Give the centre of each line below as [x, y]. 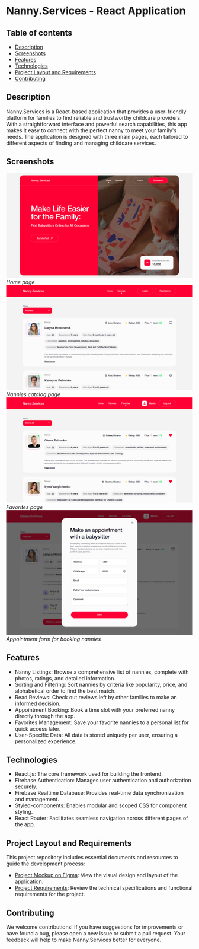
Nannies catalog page [33, 394]
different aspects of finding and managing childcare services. [81, 143]
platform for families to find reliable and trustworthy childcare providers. [94, 117]
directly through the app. [45, 716]
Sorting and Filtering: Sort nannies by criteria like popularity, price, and [101, 684]
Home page [20, 282]
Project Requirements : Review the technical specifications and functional [104, 888]
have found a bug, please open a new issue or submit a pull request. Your [96, 934]
